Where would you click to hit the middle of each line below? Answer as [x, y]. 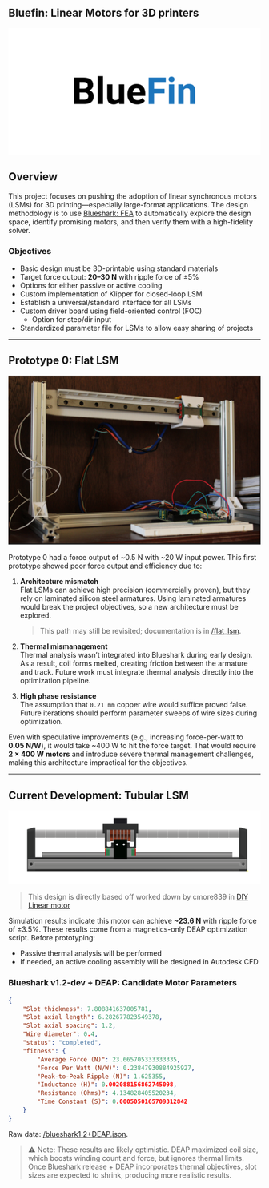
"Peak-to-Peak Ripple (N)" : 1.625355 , [102, 1077]
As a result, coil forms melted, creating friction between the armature [134, 663]
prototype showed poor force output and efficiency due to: [105, 566]
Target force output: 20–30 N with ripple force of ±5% [109, 276]
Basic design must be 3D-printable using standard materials [119, 268]
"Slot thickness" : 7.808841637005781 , [87, 1009]
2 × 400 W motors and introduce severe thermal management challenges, [131, 754]
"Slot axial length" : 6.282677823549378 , [92, 1017]
